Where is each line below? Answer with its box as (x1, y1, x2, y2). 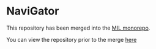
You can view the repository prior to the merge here (6, 36, 137, 43)
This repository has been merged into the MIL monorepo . (6, 24, 150, 31)
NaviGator (6, 4, 59, 18)
